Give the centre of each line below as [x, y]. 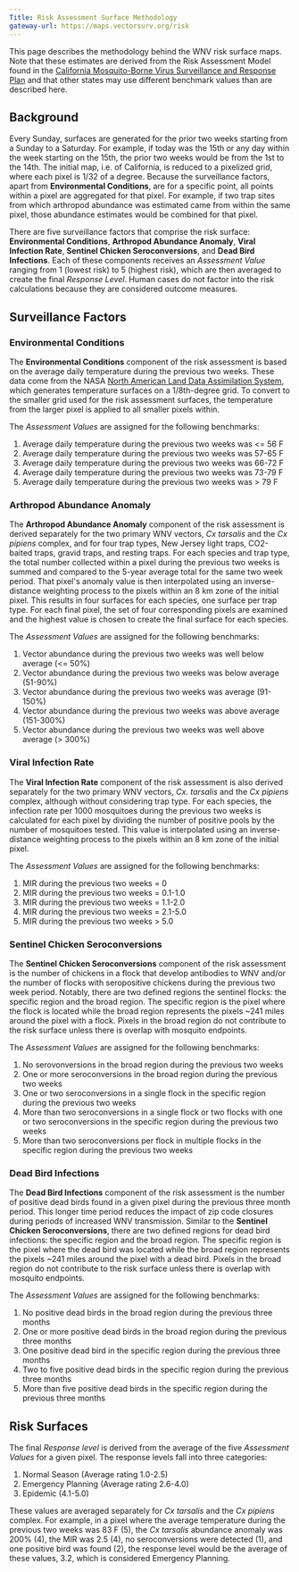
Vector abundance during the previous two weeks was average [138, 692]
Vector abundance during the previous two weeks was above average [150, 711]
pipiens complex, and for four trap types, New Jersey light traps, [128, 544]
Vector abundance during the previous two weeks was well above [143, 730]
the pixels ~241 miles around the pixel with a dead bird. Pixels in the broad [145, 1259]
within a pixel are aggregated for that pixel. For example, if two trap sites [142, 196]
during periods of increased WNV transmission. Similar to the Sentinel [138, 1221]
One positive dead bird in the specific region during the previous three [151, 1350]
